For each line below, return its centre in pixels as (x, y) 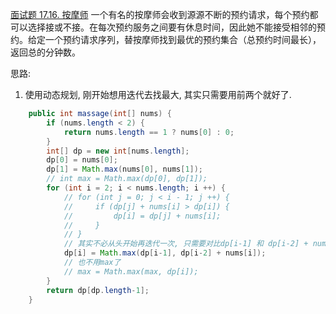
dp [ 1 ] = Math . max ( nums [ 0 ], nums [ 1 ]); (125, 169)
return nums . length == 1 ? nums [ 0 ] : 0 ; (149, 132)
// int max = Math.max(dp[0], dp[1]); (127, 179)
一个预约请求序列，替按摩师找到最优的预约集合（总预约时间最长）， (183, 39)
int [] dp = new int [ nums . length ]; (118, 151)
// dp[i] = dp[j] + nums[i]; (142, 216)
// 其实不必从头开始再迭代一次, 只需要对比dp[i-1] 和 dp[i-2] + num (195, 244)
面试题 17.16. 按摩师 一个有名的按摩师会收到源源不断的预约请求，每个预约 (160, 14)
